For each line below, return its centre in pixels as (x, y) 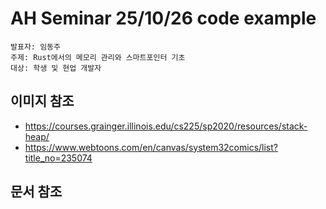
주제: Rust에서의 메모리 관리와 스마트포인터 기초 (98, 57)
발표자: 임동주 (35, 47)
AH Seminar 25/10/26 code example (163, 18)
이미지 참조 (42, 101)
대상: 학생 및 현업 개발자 (56, 68)
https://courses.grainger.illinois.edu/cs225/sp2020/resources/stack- (166, 126)
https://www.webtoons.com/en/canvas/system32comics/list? (151, 147)
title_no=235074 (58, 158)
